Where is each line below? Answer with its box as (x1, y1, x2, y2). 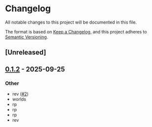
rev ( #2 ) (12, 91, 29, 97)
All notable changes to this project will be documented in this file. (5, 19, 137, 25)
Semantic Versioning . (5, 34, 48, 40)
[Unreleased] (5, 48, 47, 57)
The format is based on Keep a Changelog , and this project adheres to (5, 29, 147, 34)
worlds (12, 96, 26, 102)
